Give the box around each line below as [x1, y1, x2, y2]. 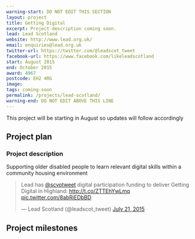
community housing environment [6, 170, 88, 177]
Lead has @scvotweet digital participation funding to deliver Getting [20, 181, 190, 189]
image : [6, 81, 23, 87]
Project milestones [6, 223, 78, 233]
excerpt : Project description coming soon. [6, 25, 117, 32]
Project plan [6, 132, 52, 142]
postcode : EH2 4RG [6, 75, 52, 81]
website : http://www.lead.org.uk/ [6, 37, 93, 43]
